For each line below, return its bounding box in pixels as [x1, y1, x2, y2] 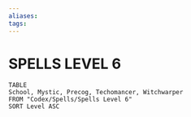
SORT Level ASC [8, 102, 60, 110]
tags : [8, 19, 27, 28]
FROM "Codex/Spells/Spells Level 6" [8, 95, 132, 104]
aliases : [8, 11, 38, 20]
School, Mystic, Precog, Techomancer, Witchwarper [8, 89, 184, 97]
